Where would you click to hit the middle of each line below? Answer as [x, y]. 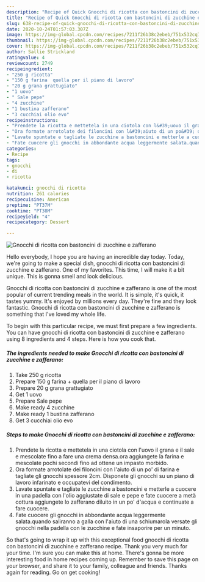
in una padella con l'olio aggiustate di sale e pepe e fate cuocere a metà [106, 496]
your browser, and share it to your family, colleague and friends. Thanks [97, 566]
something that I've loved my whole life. [56, 314]
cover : [15, 47]
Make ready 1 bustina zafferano [55, 414]
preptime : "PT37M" [30, 205]
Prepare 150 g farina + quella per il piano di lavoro [77, 382]
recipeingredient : [30, 69]
